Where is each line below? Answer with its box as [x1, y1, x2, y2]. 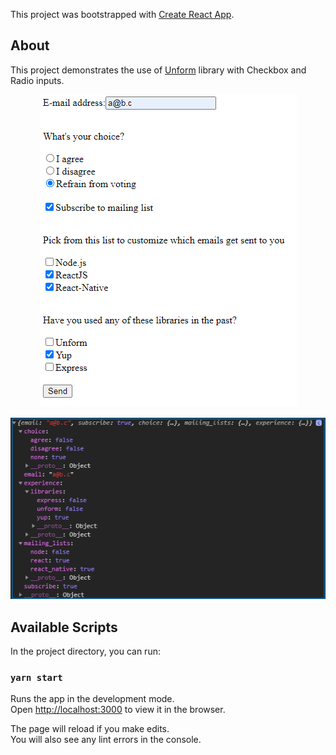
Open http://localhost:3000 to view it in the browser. [10, 704, 226, 716]
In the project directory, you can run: [10, 645, 161, 657]
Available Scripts [10, 619, 118, 636]
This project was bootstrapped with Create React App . [10, 9, 235, 20]
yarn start [10, 672, 63, 683]
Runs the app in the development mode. [10, 693, 175, 705]
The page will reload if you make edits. [10, 723, 170, 735]
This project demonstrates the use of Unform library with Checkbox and [10, 64, 307, 76]
